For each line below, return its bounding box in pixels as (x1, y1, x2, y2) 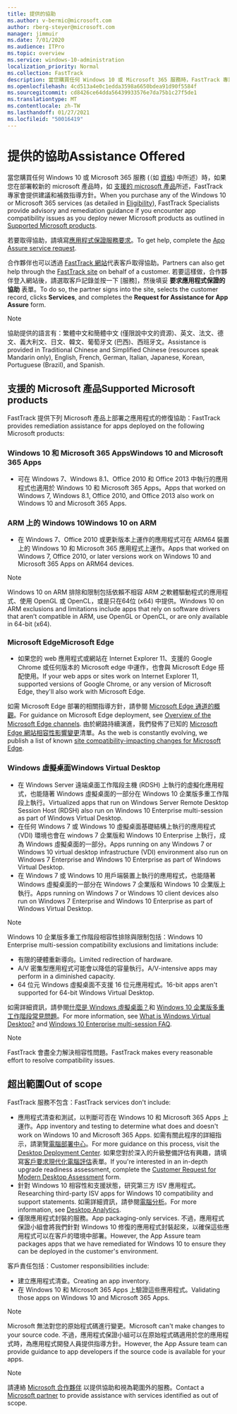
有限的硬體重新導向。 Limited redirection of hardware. (17, 955, 173, 963)
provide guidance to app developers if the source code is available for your (7, 1348, 226, 1356)
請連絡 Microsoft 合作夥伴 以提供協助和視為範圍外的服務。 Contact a (7, 1384, 205, 1392)
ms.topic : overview (7, 50, 65, 57)
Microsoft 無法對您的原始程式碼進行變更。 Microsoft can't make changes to (7, 1322, 225, 1331)
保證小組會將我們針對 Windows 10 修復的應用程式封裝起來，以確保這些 (17, 1223, 224, 1232)
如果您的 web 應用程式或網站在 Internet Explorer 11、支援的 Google (17, 654, 213, 663)
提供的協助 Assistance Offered (7, 148, 186, 164)
